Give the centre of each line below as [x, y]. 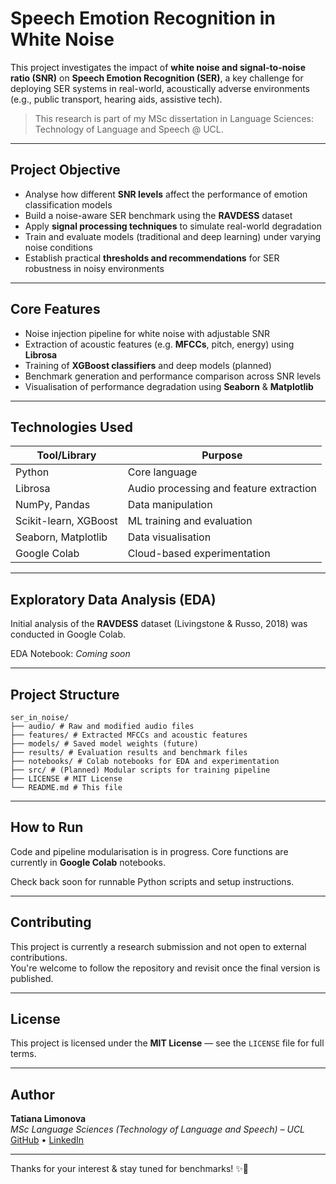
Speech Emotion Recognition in [143, 18]
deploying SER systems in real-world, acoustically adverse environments [160, 88]
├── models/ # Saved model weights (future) [104, 744]
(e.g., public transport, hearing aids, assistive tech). [116, 99]
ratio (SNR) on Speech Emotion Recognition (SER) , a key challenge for [157, 78]
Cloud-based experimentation [199, 554]
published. [32, 978]
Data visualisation [169, 537]
